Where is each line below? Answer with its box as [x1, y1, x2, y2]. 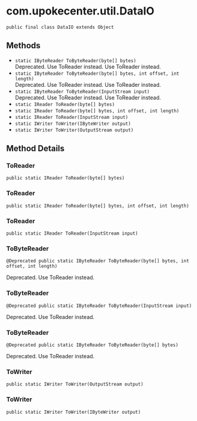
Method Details [6, 144, 65, 154]
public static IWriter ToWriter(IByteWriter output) [6, 409, 141, 415]
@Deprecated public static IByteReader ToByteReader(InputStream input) [6, 303, 192, 309]
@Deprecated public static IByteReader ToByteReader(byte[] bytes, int [6, 258, 189, 264]
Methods [6, 40, 41, 51]
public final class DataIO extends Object [6, 24, 114, 30]
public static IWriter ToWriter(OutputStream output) [6, 381, 144, 387]
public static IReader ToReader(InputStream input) [6, 230, 138, 236]
